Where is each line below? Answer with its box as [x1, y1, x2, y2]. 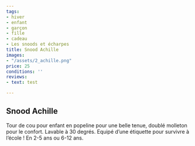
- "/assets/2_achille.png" [6, 57, 72, 63]
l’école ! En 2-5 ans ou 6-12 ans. [6, 134, 84, 141]
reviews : [6, 74, 28, 80]
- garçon [6, 25, 28, 31]
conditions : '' [6, 69, 43, 74]
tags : [6, 8, 19, 15]
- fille [6, 30, 25, 36]
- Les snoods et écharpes [6, 42, 69, 47]
